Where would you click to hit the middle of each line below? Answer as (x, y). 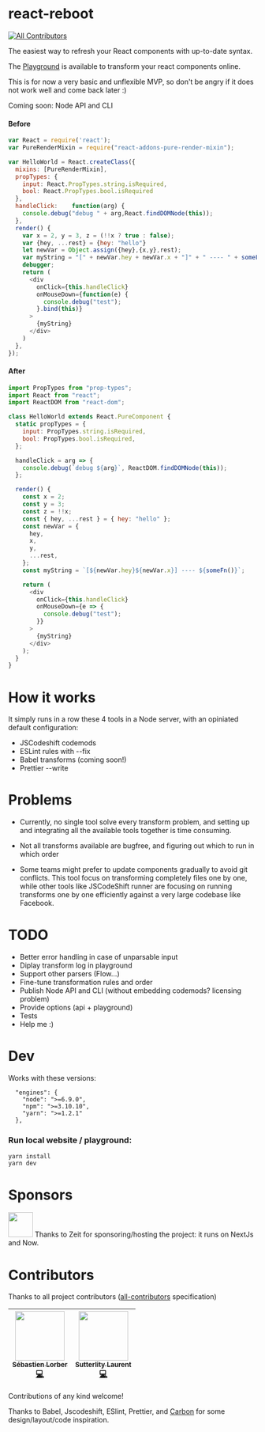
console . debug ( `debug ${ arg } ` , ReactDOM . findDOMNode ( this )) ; (125, 468)
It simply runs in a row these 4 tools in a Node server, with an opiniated (123, 719)
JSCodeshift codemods (58, 743)
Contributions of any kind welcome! (66, 1396)
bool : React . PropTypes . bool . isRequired (88, 191)
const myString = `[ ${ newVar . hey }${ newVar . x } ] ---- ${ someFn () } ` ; (134, 570)
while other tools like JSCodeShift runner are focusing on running (126, 886)
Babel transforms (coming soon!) (73, 760)
